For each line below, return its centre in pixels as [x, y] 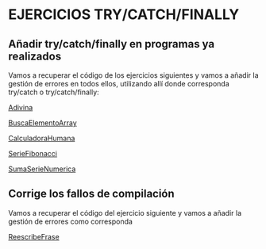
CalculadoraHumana [42, 138]
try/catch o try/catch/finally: [54, 92]
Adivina [21, 107]
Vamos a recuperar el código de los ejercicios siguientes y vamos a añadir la [134, 75]
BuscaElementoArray [42, 123]
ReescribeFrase [34, 236]
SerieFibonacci [33, 153]
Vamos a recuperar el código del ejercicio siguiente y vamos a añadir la [125, 213]
